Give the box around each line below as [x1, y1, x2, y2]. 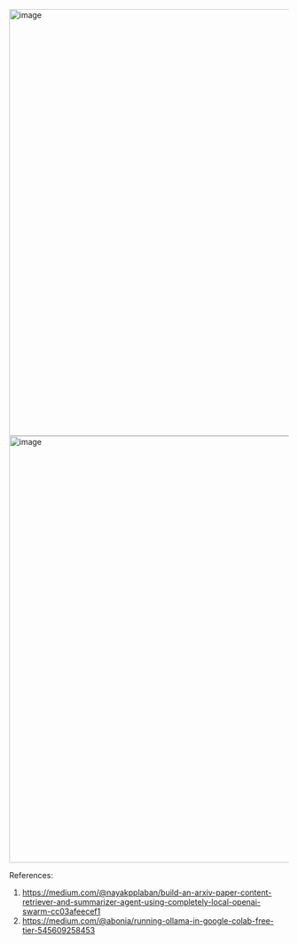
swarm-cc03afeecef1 [21, 906, 101, 916]
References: [9, 870, 53, 880]
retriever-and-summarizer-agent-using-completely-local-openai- [21, 897, 262, 907]
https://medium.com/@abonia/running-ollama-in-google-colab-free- [21, 916, 274, 926]
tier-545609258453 [21, 925, 96, 935]
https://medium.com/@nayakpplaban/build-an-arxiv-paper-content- [21, 887, 272, 898]
